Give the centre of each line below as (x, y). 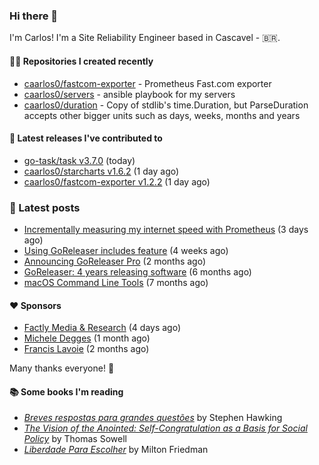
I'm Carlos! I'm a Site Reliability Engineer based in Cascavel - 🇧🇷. (145, 38)
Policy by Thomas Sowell (75, 439)
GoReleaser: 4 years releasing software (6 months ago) (137, 272)
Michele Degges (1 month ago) (87, 338)
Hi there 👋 (34, 16)
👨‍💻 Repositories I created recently (81, 61)
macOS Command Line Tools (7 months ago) (116, 282)
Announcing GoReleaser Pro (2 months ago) (115, 261)
